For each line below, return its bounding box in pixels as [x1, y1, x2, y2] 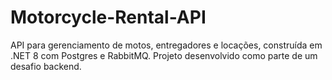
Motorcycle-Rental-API [10, 6, 207, 29]
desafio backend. [10, 60, 82, 72]
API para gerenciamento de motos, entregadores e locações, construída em [10, 39, 323, 51]
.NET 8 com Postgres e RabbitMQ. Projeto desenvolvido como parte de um [10, 49, 318, 61]
